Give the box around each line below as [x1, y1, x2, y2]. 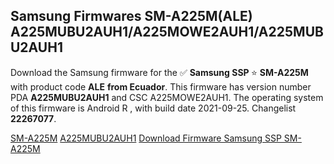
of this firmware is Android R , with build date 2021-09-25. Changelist [10, 102, 297, 114]
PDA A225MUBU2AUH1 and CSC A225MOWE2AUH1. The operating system [10, 91, 324, 103]
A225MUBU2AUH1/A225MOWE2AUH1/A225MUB [10, 24, 324, 41]
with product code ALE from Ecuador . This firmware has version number [10, 80, 312, 93]
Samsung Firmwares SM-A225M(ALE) [10, 8, 253, 25]
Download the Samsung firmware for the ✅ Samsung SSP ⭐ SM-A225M [10, 66, 309, 78]
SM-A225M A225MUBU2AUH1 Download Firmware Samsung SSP [10, 132, 282, 144]
